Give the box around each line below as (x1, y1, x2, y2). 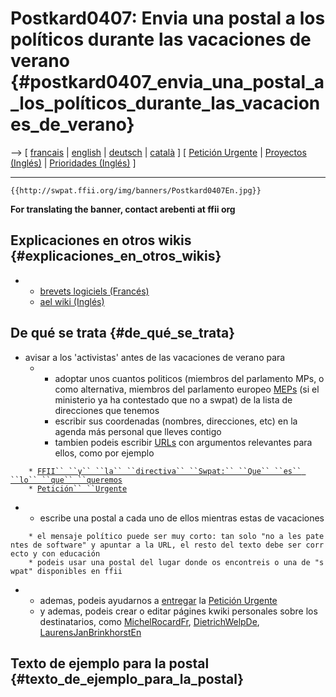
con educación (41, 548, 101, 559)
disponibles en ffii (36, 566, 123, 576)
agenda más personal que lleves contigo (54, 425, 222, 437)
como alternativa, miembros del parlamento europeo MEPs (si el (54, 383, 320, 395)
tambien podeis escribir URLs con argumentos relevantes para (54, 436, 313, 448)
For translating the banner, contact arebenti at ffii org (10, 203, 236, 215)
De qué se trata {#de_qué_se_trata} (10, 325, 236, 342)
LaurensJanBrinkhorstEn (39, 626, 142, 638)
